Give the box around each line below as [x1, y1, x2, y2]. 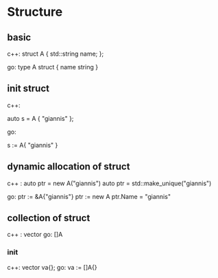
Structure [7, 4, 63, 20]
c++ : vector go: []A [7, 231, 63, 239]
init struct [7, 83, 50, 95]
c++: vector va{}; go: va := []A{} [7, 263, 97, 271]
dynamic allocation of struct [7, 161, 130, 172]
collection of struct [7, 212, 90, 224]
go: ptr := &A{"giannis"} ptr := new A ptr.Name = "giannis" [7, 192, 171, 200]
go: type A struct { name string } [7, 63, 98, 71]
